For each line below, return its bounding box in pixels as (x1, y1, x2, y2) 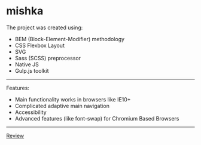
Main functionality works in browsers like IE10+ (14, 95, 131, 103)
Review (6, 132, 25, 139)
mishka (6, 4, 44, 18)
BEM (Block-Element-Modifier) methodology (14, 35, 124, 42)
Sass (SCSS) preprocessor (14, 54, 81, 61)
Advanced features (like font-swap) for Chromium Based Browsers (14, 115, 179, 122)
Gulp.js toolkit (14, 67, 49, 74)
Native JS (14, 61, 39, 68)
